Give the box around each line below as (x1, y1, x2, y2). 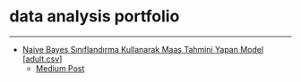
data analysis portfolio (9, 6, 180, 27)
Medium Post (35, 62, 85, 73)
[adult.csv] (21, 53, 63, 64)
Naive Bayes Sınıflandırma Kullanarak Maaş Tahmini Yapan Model (21, 44, 264, 54)
